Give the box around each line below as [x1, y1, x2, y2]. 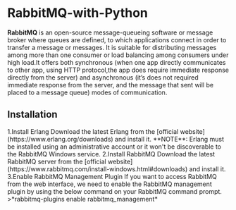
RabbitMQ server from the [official [7, 157, 107, 166]
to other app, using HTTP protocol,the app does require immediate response [7, 66, 230, 74]
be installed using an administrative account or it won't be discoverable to [7, 142, 222, 151]
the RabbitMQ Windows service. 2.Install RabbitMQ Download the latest [7, 149, 216, 158]
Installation [7, 109, 58, 121]
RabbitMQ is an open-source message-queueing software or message [7, 28, 213, 37]
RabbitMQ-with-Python [7, 5, 148, 21]
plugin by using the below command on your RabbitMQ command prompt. [7, 187, 222, 195]
